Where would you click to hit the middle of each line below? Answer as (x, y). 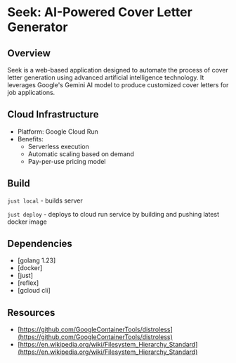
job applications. (31, 93)
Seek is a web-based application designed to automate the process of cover (118, 70)
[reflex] (28, 283)
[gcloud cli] (34, 291)
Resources (31, 313)
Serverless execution (58, 146)
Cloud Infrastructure (53, 114)
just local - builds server (45, 200)
